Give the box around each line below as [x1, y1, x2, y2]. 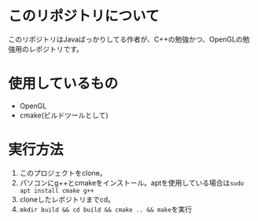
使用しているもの [8, 75, 119, 92]
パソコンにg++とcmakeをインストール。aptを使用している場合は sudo [19, 178, 245, 187]
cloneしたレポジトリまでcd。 [19, 194, 116, 204]
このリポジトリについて [8, 7, 160, 25]
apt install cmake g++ [19, 187, 94, 194]
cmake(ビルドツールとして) [19, 110, 109, 120]
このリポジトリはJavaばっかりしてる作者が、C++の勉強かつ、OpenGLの [8, 34, 243, 44]
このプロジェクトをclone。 [19, 168, 108, 177]
